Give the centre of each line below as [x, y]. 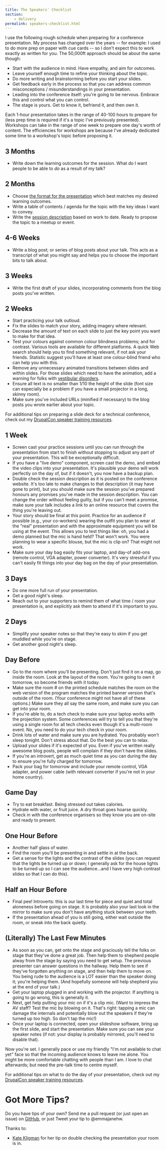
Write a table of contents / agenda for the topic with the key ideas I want [86, 207]
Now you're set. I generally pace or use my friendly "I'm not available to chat [83, 1049]
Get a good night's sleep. [38, 595]
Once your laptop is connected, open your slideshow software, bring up [85, 1024]
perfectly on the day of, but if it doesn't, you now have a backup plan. [83, 473]
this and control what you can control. [51, 100]
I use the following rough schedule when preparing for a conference [75, 38]
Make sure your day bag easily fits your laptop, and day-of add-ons [81, 552]
